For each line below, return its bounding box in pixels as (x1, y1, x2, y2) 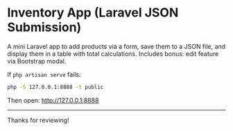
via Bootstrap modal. (7, 57, 67, 65)
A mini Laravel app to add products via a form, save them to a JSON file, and (7, 42, 226, 50)
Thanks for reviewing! (7, 116, 69, 124)
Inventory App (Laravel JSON (7, 5, 179, 21)
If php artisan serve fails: (7, 70, 81, 79)
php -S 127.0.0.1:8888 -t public (7, 83, 104, 90)
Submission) (7, 19, 82, 35)
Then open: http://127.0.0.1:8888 (7, 96, 99, 104)
